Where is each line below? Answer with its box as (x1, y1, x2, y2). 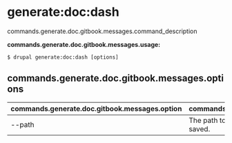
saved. (188, 124, 211, 133)
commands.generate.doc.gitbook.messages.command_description (7, 27, 198, 35)
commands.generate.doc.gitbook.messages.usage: (7, 40, 161, 48)
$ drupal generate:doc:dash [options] (7, 53, 119, 61)
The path (188, 115, 218, 125)
